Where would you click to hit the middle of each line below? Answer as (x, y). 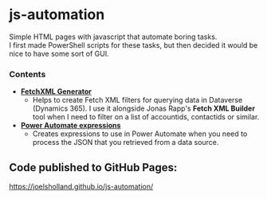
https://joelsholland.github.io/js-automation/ (81, 187)
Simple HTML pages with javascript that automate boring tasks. (113, 37)
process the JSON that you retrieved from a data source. (126, 142)
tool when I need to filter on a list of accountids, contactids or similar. (146, 117)
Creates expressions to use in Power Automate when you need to (140, 134)
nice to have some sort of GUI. (59, 53)
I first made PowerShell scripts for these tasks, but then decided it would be (133, 45)
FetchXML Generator (56, 92)
